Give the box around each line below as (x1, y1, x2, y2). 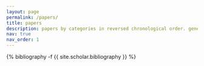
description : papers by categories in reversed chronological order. (6, 25, 186, 32)
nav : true (6, 31, 32, 37)
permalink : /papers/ (6, 14, 59, 20)
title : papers (6, 20, 42, 26)
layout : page (6, 8, 39, 15)
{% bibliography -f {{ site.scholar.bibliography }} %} (6, 53, 137, 60)
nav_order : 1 (6, 37, 39, 43)
